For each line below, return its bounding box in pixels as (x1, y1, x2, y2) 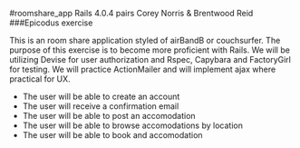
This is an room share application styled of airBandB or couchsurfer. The (9, 35, 281, 45)
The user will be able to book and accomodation (22, 130, 203, 140)
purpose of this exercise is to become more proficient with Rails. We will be (9, 44, 290, 55)
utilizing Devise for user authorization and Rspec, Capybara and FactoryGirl (9, 54, 292, 64)
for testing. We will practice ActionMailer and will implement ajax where (9, 64, 276, 74)
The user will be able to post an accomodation (22, 111, 197, 121)
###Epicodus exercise (9, 17, 93, 28)
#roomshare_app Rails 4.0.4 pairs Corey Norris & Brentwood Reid (9, 8, 254, 18)
